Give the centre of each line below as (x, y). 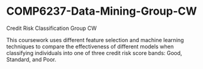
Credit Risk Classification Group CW (52, 28)
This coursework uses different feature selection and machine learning (95, 40)
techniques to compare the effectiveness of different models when (90, 46)
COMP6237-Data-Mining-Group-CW (101, 11)
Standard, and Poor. (31, 59)
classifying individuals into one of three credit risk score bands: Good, (94, 53)
